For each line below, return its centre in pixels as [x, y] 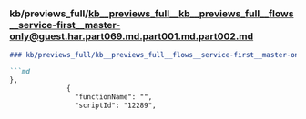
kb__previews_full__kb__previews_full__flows [191, 14]
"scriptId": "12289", [115, 105]
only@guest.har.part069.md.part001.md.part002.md [132, 36]
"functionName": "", [113, 97]
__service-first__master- [65, 25]
